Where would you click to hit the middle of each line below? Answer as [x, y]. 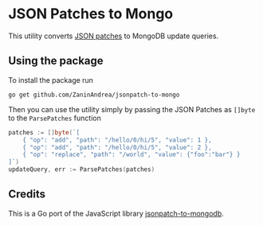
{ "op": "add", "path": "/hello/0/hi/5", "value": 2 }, [118, 147]
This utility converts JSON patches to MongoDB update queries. [114, 36]
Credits [27, 195]
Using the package [56, 61]
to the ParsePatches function [55, 118]
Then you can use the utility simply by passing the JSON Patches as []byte [132, 109]
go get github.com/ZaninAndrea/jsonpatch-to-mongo [94, 95]
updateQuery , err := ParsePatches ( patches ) [82, 169]
